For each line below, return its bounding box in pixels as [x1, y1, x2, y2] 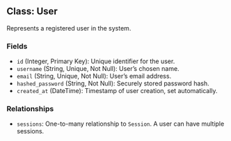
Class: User [6, 6, 58, 17]
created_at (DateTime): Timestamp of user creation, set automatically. [16, 87, 218, 95]
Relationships [6, 104, 54, 114]
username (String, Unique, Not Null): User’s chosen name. [16, 65, 180, 73]
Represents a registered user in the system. [6, 24, 132, 32]
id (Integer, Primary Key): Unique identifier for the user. [16, 57, 175, 65]
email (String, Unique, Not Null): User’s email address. [16, 72, 172, 81]
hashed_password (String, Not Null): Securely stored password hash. [16, 79, 209, 88]
